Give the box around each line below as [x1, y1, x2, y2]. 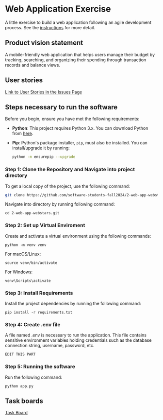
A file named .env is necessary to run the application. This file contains [5, 332, 147, 338]
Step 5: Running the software [5, 363, 75, 370]
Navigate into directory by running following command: [5, 201, 115, 207]
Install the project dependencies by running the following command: [5, 300, 142, 307]
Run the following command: [5, 374, 62, 380]
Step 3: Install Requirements [5, 289, 73, 296]
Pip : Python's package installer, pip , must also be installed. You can [12, 140, 148, 146]
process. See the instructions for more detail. [5, 24, 96, 30]
